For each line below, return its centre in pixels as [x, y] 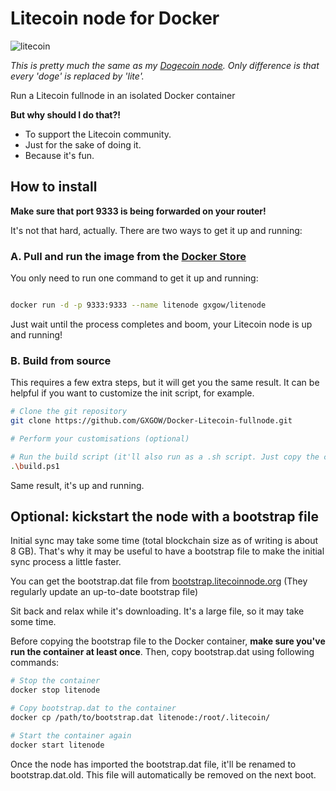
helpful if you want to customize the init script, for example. [132, 393]
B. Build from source [61, 360]
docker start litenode [57, 745]
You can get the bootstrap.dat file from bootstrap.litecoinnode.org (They [159, 581]
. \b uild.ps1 [35, 466]
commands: [35, 663]
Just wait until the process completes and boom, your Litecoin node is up [161, 324]
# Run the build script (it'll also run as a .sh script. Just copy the [165, 457]
